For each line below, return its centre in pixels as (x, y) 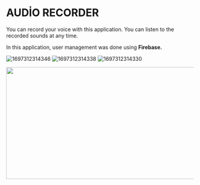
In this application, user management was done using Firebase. (84, 47)
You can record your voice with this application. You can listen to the (90, 29)
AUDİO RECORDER (53, 13)
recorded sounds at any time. (42, 35)
